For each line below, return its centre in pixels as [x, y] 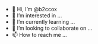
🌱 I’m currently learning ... [43, 22]
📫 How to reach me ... [39, 35]
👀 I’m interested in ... [37, 15]
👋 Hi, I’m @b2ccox [34, 9]
